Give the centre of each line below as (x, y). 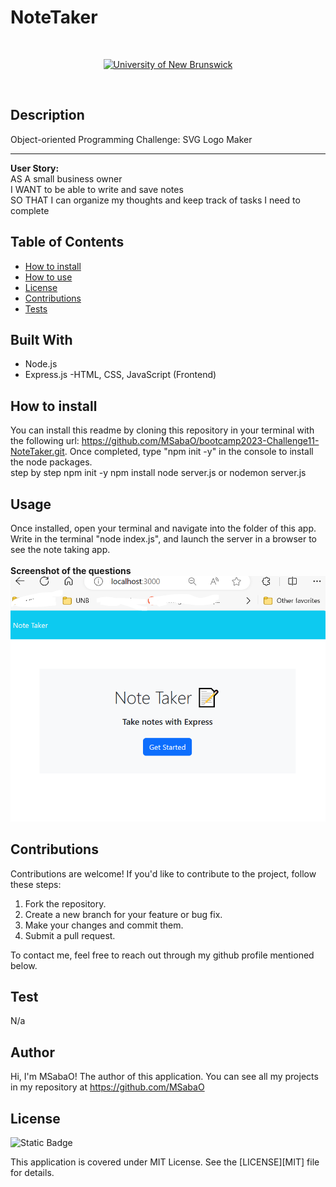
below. (24, 965)
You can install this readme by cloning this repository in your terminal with (162, 430)
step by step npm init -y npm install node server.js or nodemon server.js (158, 473)
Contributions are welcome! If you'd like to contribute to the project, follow (163, 873)
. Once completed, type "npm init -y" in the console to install (189, 452)
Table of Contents (67, 242)
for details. (32, 1172)
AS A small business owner (66, 178)
